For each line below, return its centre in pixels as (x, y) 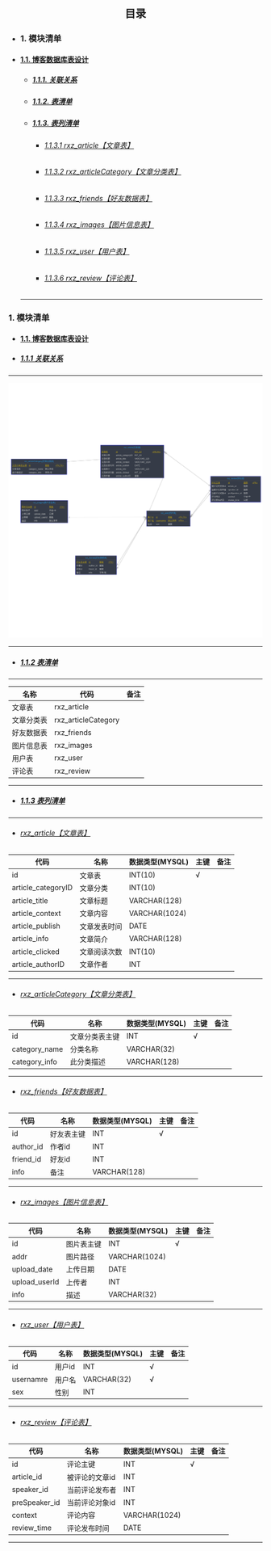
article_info (30, 939)
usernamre (30, 1380)
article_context (36, 913)
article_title (30, 900)
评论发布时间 (89, 1528)
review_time (32, 1528)
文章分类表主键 (95, 1036)
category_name (38, 1049)
